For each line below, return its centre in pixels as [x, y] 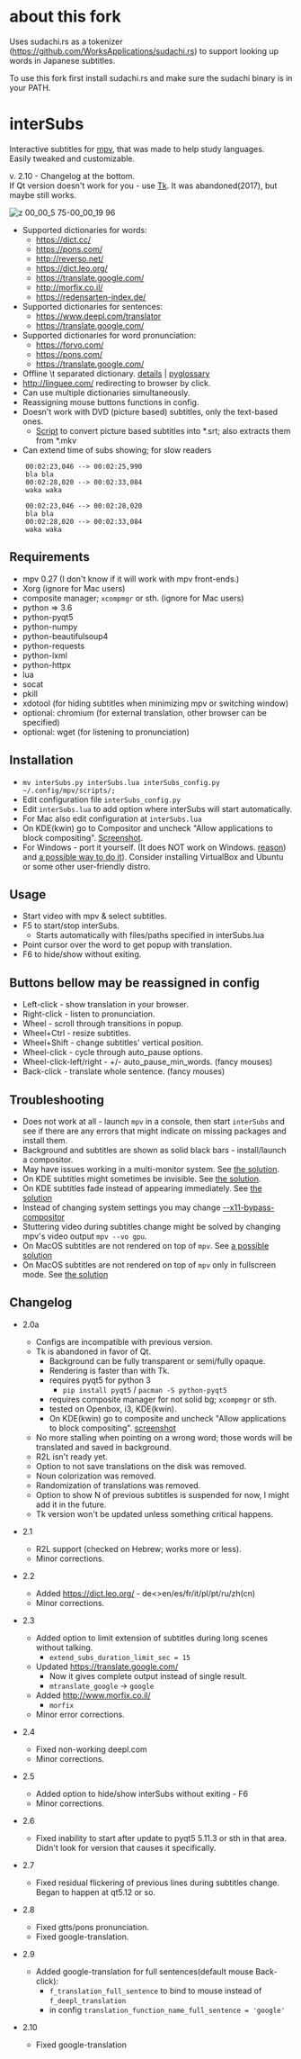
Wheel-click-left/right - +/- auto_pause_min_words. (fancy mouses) [147, 1062]
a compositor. [48, 1160]
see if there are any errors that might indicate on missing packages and [155, 1131]
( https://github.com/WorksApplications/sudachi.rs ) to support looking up [144, 50]
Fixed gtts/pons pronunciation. [93, 1927]
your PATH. [30, 87]
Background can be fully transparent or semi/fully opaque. [157, 1360]
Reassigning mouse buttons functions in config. [111, 402]
